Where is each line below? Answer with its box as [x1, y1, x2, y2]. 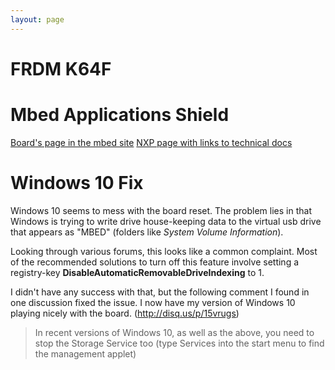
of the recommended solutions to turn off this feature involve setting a [10, 256, 300, 268]
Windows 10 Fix [10, 171, 144, 194]
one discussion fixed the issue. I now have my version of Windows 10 [10, 296, 296, 308]
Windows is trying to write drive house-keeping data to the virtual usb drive [10, 215, 322, 227]
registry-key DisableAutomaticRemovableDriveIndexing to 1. [10, 266, 265, 278]
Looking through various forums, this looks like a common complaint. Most [10, 245, 318, 257]
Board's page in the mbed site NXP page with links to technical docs [10, 136, 293, 148]
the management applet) [34, 347, 137, 360]
